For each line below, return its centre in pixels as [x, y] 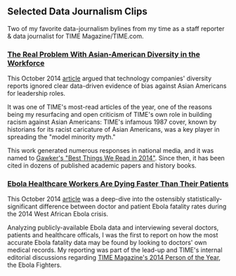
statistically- [205, 199]
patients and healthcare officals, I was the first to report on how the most [113, 235]
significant [22, 206]
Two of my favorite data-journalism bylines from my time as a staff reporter [116, 28]
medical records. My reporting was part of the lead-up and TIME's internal [115, 250]
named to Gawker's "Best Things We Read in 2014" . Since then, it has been [116, 158]
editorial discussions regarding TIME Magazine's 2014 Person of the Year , [114, 258]
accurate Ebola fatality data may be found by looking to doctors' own [107, 243]
